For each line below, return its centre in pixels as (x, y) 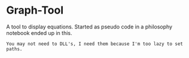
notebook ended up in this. (39, 33)
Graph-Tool (35, 10)
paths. (14, 49)
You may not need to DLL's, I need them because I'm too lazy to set (95, 44)
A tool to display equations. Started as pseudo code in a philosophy (89, 27)
